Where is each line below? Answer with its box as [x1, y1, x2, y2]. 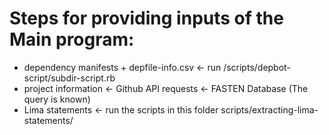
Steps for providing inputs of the [9, 7, 284, 30]
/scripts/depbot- [223, 61, 291, 73]
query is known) [23, 93, 91, 105]
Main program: [9, 28, 135, 51]
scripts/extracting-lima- [220, 103, 319, 116]
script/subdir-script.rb [23, 72, 116, 84]
